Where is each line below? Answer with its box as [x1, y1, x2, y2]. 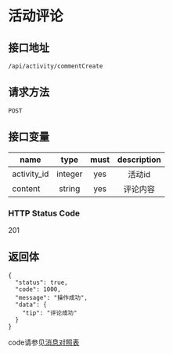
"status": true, [15, 278, 68, 286]
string [58, 183, 81, 194]
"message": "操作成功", [15, 293, 88, 301]
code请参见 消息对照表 [8, 337, 80, 347]
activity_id [12, 168, 49, 179]
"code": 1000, [15, 285, 61, 293]
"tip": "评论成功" [22, 308, 77, 317]
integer [56, 168, 83, 179]
